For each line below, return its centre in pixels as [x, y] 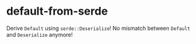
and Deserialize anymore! [40, 34]
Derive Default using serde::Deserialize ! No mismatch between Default [98, 28]
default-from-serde [57, 11]
